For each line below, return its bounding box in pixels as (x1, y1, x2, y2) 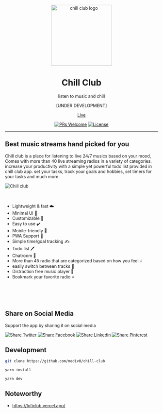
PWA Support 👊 (12, 233, 44, 239)
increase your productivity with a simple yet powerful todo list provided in (5, 163, 152, 169)
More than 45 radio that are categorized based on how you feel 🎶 (12, 258, 143, 263)
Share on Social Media (5, 310, 74, 318)
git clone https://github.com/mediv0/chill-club (5, 359, 105, 364)
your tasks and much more (5, 173, 59, 179)
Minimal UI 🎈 (12, 210, 38, 216)
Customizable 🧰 (12, 215, 44, 221)
